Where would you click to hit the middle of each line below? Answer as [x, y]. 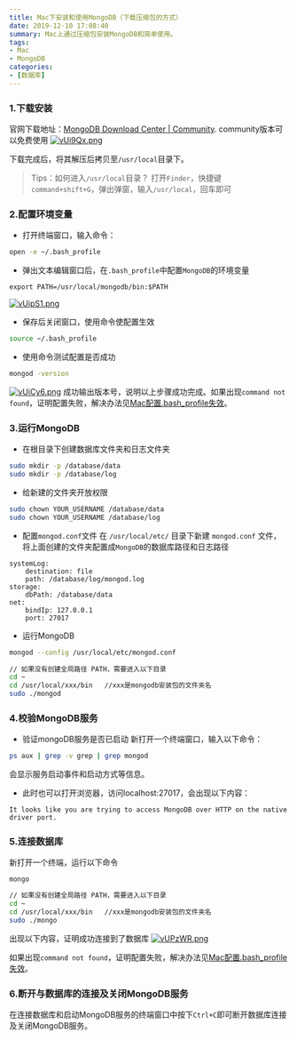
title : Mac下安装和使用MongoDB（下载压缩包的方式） [96, 17]
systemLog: [29, 564]
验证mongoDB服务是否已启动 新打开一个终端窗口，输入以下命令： [142, 740]
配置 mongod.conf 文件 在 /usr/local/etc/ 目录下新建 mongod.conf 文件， [152, 535]
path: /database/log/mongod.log [85, 579]
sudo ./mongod [35, 694]
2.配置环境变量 [41, 214]
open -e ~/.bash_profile [55, 252]
